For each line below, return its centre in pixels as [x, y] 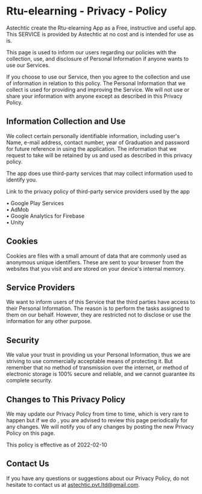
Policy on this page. [31, 433]
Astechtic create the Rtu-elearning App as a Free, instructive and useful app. [102, 28]
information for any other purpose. [49, 321]
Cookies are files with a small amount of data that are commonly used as [96, 256]
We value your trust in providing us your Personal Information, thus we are [99, 355]
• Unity [15, 222]
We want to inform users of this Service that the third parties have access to [101, 302]
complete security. [30, 381]
